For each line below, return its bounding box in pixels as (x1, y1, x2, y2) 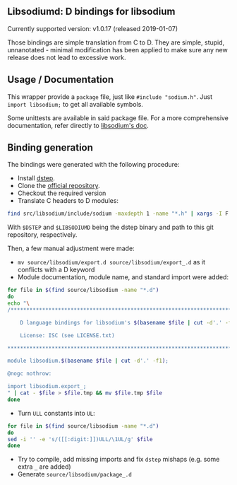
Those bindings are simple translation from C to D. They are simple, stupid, (7, 38, 225, 47)
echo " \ (7, 300, 30, 307)
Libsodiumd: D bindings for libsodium (7, 6, 176, 18)
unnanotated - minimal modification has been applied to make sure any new (7, 45, 228, 54)
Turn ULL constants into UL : (17, 409, 95, 417)
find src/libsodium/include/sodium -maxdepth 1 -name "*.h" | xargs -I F (7, 210, 229, 218)
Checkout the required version (17, 189, 107, 197)
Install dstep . (17, 174, 55, 182)
